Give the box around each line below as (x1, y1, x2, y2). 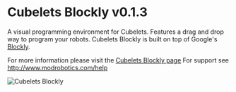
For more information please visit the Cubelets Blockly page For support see (7, 55, 230, 64)
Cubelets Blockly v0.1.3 (7, 4, 148, 20)
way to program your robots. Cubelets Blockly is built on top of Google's (7, 34, 218, 43)
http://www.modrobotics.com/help (7, 63, 108, 72)
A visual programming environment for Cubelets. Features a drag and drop (7, 27, 225, 36)
